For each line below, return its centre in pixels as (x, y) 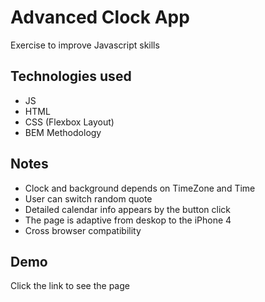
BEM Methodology (63, 132)
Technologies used (71, 76)
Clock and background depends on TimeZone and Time (140, 188)
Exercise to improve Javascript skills (85, 45)
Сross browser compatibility (83, 230)
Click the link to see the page (70, 286)
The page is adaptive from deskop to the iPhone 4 (128, 220)
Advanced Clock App (100, 17)
